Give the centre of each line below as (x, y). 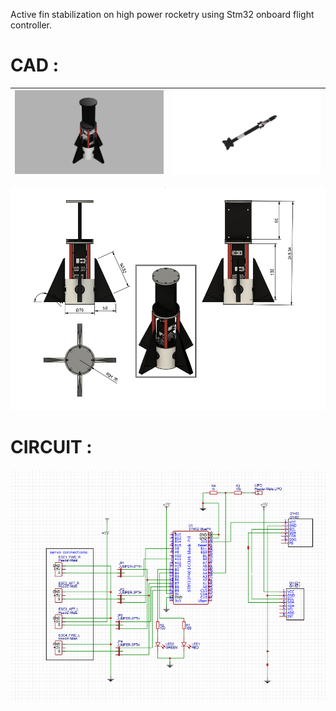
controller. (31, 25)
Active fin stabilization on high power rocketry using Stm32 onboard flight (162, 14)
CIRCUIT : (51, 447)
